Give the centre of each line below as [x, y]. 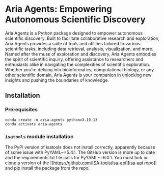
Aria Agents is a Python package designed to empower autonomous [74, 33]
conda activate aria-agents [34, 124]
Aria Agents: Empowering [59, 9]
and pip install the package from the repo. [47, 168]
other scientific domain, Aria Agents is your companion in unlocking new [78, 75]
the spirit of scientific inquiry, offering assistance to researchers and [74, 59]
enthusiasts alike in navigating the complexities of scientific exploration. [78, 64]
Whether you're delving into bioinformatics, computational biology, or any [80, 69]
